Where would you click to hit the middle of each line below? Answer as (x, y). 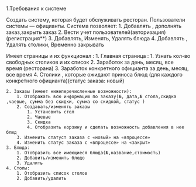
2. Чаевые (39, 117)
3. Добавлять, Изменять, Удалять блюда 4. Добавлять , (118, 38)
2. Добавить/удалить (42, 178)
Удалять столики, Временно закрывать (55, 44)
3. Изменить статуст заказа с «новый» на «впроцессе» (83, 137)
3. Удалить (30, 163)
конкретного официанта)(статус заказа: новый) (65, 81)
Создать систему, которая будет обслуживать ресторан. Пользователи (96, 20)
